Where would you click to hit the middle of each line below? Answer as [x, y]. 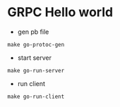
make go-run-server [36, 70]
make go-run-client [36, 96]
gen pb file [33, 32]
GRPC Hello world [60, 12]
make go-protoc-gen [36, 44]
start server [34, 58]
